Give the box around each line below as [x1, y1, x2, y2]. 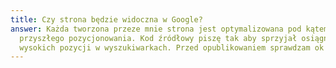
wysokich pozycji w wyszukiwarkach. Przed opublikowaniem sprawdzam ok [19, 42, 325, 53]
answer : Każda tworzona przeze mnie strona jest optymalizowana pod [10, 24, 302, 34]
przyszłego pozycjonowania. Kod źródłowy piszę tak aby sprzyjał [19, 33, 298, 43]
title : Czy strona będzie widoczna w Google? [10, 14, 203, 25]
